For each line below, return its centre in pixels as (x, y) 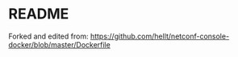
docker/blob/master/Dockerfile (59, 44)
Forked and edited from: (48, 36)
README (39, 14)
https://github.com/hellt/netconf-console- (160, 36)
